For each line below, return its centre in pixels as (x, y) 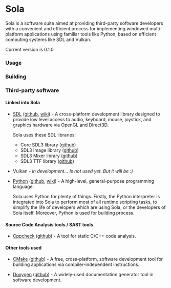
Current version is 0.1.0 (29, 49)
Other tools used (24, 247)
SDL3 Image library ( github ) (50, 150)
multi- (156, 28)
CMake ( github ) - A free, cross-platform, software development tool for (88, 259)
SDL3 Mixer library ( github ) (49, 156)
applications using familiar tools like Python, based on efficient (90, 34)
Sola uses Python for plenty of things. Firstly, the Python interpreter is (86, 196)
